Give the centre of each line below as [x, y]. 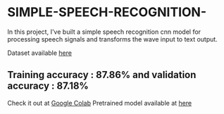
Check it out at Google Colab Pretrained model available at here [100, 103]
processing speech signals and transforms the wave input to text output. [113, 39]
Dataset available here [40, 53]
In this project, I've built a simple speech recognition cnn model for [104, 32]
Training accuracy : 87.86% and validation [102, 75]
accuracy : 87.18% [48, 86]
